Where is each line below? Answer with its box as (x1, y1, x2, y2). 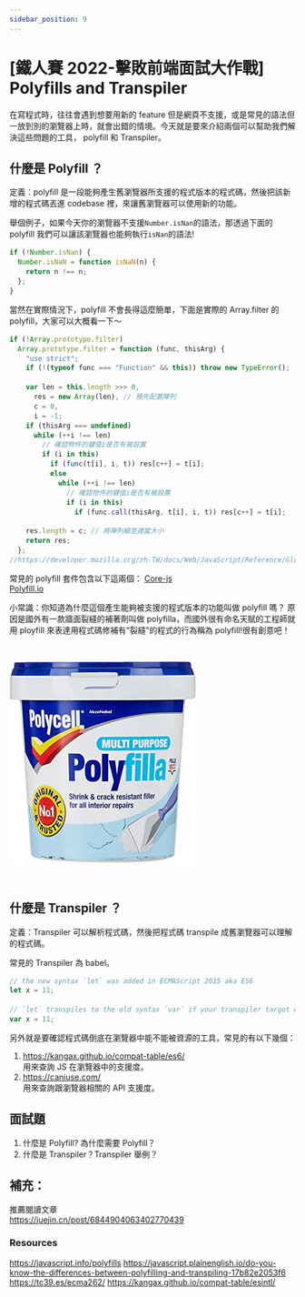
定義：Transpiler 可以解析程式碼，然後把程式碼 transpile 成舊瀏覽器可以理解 (9, 926, 293, 937)
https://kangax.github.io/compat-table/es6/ (22, 1051, 185, 1061)
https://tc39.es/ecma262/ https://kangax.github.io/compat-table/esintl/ (9, 1276, 276, 1287)
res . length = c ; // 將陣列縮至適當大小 (25, 527, 164, 536)
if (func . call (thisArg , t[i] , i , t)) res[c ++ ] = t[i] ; (74, 508, 286, 517)
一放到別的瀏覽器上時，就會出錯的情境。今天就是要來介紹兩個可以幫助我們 (9, 120, 288, 131)
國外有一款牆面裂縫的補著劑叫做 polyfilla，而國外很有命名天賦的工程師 (25, 613, 288, 624)
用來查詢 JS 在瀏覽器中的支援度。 (22, 1061, 149, 1072)
